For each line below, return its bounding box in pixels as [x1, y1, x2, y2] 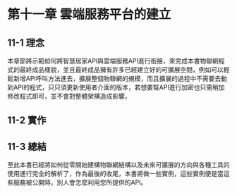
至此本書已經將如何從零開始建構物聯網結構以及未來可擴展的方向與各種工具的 [7, 161, 230, 169]
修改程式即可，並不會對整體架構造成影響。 [7, 92, 131, 100]
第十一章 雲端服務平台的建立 [7, 6, 171, 23]
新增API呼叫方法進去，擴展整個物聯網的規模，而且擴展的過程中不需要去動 [13, 75, 228, 82]
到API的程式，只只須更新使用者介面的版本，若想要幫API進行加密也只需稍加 [7, 83, 225, 92]
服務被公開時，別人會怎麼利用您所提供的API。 [13, 178, 147, 187]
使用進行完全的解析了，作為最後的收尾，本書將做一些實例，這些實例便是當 [7, 170, 224, 178]
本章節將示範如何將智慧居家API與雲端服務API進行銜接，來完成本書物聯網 [7, 57, 219, 65]
